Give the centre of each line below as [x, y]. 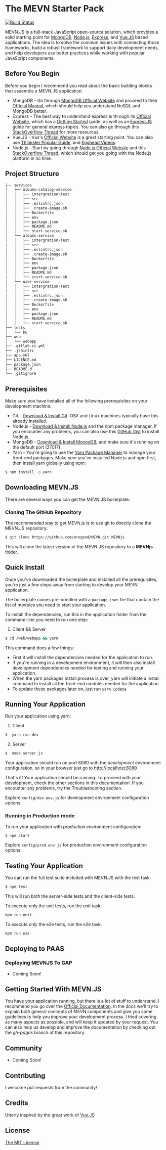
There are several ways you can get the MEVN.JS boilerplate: [68, 499]
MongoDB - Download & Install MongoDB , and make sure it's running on [86, 442]
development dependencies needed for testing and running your [78, 667]
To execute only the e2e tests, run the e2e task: [54, 924]
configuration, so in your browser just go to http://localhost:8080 [71, 768]
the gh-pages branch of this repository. [45, 1033]
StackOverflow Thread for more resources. [56, 132]
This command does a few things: [40, 648]
